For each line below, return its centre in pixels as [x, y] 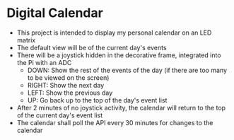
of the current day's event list [60, 115]
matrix [26, 40]
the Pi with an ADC [44, 62]
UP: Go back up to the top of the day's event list [97, 100]
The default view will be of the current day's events [92, 47]
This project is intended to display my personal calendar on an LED [114, 33]
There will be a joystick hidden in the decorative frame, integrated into [119, 55]
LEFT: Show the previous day [70, 93]
